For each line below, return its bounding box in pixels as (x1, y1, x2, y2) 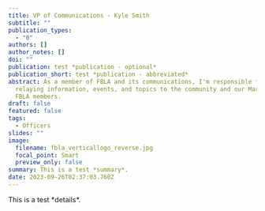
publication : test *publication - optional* (8, 63, 157, 71)
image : (8, 136, 30, 145)
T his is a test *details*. (8, 194, 81, 204)
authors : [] (8, 41, 47, 49)
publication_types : (8, 26, 73, 34)
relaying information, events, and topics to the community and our (15, 85, 245, 93)
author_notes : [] (8, 48, 65, 56)
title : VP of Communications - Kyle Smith (8, 11, 150, 20)
